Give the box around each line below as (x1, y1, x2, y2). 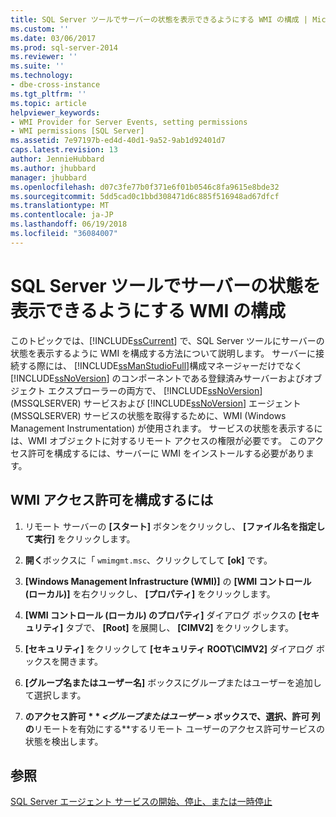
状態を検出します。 (24, 735, 104, 747)
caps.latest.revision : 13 (10, 145, 118, 155)
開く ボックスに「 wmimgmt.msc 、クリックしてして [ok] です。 (24, 554, 273, 566)
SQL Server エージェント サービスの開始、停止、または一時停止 (10, 796, 273, 808)
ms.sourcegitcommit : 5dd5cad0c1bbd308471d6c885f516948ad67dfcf (10, 191, 280, 201)
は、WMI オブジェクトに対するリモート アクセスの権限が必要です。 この (10, 434, 307, 446)
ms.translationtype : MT (10, 201, 110, 211)
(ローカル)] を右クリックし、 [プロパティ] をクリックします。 (24, 587, 276, 600)
